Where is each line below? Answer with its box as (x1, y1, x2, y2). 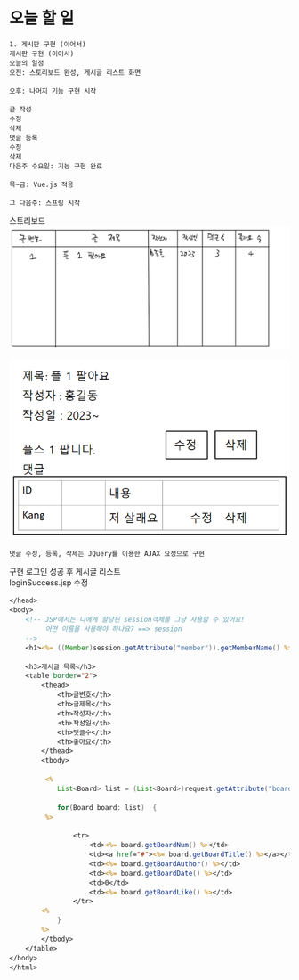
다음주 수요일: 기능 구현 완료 (9, 161, 103, 170)
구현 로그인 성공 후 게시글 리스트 (9, 567, 122, 577)
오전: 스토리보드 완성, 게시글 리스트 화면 (9, 68, 141, 77)
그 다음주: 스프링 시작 (9, 198, 81, 208)
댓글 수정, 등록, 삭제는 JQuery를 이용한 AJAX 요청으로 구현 (9, 550, 206, 559)
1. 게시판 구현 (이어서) (9, 39, 86, 49)
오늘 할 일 (9, 8, 75, 29)
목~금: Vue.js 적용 (9, 180, 74, 189)
